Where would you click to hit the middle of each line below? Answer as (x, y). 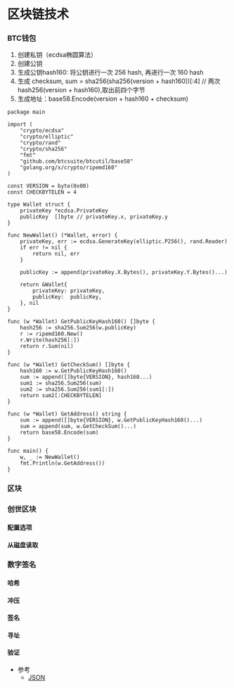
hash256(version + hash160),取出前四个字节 (81, 90)
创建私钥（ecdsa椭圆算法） (57, 55)
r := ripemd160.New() (51, 334)
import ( (20, 125)
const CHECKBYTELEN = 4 (42, 192)
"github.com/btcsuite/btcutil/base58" (77, 162)
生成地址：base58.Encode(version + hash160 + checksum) (103, 99)
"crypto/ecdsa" (42, 131)
